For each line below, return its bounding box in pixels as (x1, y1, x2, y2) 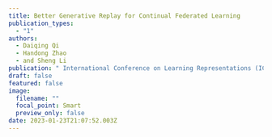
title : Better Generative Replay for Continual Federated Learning (8, 11, 241, 20)
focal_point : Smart (15, 102, 82, 110)
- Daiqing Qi (15, 42, 60, 50)
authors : (8, 34, 38, 43)
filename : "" (15, 94, 60, 102)
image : (8, 86, 31, 95)
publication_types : (8, 19, 74, 27)
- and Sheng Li (15, 57, 67, 65)
